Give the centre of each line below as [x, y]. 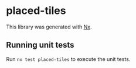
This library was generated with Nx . [49, 27]
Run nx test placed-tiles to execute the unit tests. [68, 59]
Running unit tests [40, 45]
